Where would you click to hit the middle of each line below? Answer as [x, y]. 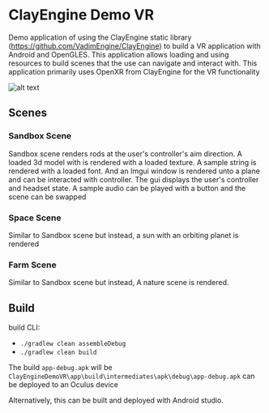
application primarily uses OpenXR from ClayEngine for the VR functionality [134, 71]
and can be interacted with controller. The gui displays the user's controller [134, 179]
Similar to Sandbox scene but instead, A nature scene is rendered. [119, 283]
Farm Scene [32, 265]
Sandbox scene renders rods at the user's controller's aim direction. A [126, 153]
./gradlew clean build [58, 353]
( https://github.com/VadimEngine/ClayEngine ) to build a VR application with [134, 45]
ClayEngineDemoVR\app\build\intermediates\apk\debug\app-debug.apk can [132, 376]
